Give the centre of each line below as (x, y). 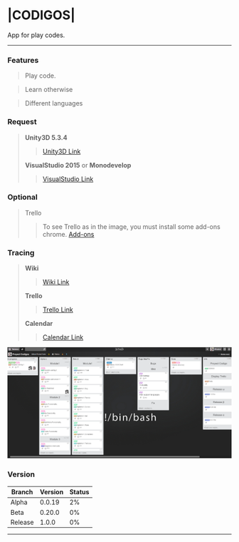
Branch (22, 492)
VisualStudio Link (68, 179)
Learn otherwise (49, 90)
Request (22, 122)
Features (23, 60)
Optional (22, 198)
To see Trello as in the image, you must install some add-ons (131, 226)
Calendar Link (63, 337)
